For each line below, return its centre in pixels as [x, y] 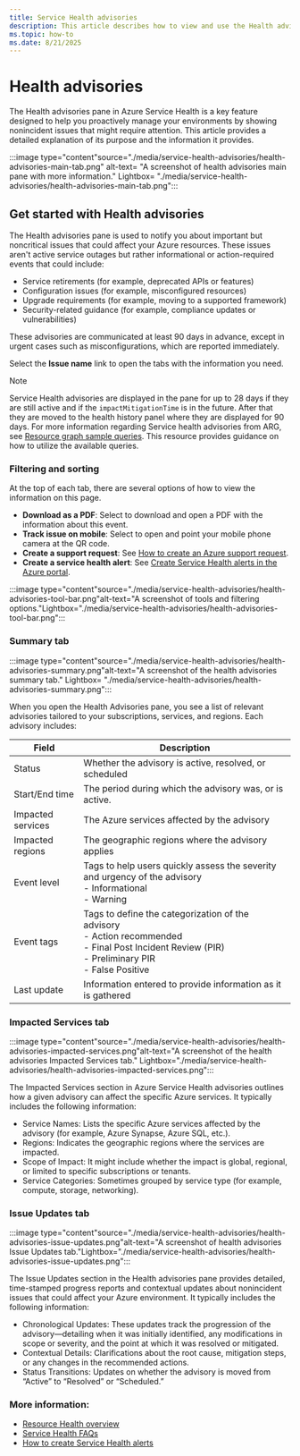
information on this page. [55, 498]
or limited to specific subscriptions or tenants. [107, 1171]
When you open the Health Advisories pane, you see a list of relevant [137, 707]
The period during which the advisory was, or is [183, 788]
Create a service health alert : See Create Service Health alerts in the [150, 563]
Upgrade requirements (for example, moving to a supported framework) [154, 300]
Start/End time [44, 794]
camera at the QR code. [66, 544]
